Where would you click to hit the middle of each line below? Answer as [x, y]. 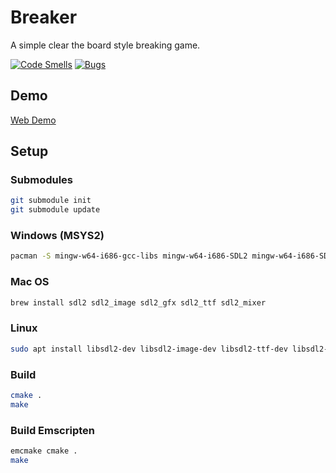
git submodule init [51, 201]
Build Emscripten [52, 430]
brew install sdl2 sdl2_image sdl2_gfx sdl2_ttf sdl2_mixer [138, 302]
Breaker [44, 17]
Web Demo [33, 120]
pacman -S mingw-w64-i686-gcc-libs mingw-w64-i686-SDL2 [129, 256]
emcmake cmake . [44, 451]
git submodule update [55, 210]
